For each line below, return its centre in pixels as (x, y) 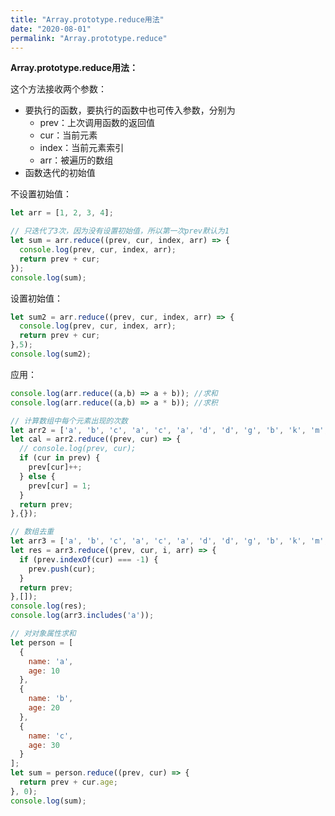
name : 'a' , (51, 661)
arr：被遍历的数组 (76, 160)
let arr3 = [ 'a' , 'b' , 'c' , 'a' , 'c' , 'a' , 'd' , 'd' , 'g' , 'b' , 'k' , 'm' (167, 541)
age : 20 (44, 708)
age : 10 (44, 671)
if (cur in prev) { (60, 458)
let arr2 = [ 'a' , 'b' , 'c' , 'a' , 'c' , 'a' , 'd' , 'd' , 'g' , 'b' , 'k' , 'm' (167, 430)
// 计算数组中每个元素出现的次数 (69, 421)
